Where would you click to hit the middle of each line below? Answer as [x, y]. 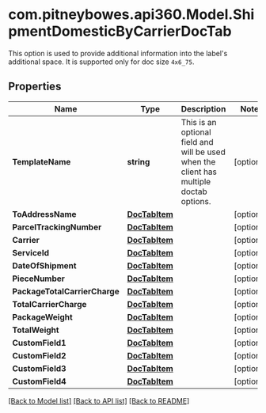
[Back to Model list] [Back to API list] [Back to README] [99, 400]
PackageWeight [42, 316]
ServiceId [31, 252]
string [139, 161]
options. [196, 201]
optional [196, 132]
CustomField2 [39, 355]
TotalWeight [36, 330]
